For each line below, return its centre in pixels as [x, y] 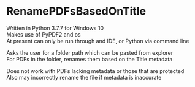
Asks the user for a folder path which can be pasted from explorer [90, 52]
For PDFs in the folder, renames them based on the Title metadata [90, 59]
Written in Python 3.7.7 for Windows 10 [55, 28]
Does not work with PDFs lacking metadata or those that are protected [95, 71]
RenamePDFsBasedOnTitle [76, 11]
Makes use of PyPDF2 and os [44, 34]
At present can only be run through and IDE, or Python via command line [98, 41]
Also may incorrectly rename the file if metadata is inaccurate [84, 77]
